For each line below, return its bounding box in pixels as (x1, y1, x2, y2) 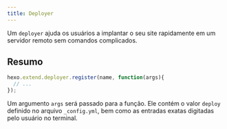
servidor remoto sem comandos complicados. (7, 36, 138, 45)
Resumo (7, 56, 43, 68)
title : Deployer (7, 10, 54, 17)
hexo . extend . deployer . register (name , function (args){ (7, 74, 165, 81)
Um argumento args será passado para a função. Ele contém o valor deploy (7, 99, 221, 108)
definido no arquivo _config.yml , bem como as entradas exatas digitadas (7, 107, 215, 115)
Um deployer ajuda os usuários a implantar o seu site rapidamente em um (7, 29, 216, 37)
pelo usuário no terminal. (7, 114, 78, 122)
